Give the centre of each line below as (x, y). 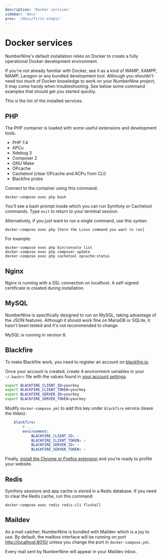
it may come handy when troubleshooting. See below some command (75, 86)
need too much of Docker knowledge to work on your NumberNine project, (80, 81)
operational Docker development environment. (52, 61)
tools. (11, 133)
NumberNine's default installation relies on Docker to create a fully (72, 56)
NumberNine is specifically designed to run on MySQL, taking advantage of (81, 315)
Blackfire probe (27, 179)
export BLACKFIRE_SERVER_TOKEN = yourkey (45, 399)
